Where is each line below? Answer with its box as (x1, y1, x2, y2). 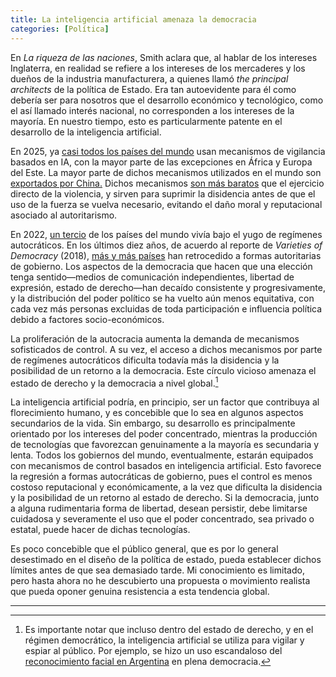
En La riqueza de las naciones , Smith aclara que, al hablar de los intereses (10, 51, 318, 63)
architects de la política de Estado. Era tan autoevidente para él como (10, 83, 297, 95)
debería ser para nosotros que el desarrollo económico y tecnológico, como (10, 94, 324, 106)
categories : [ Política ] (10, 24, 110, 34)
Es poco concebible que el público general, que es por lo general (10, 543, 279, 555)
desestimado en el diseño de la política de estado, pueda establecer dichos (10, 554, 322, 566)
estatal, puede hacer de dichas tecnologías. (10, 524, 191, 536)
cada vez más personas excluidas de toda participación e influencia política (10, 302, 323, 315)
